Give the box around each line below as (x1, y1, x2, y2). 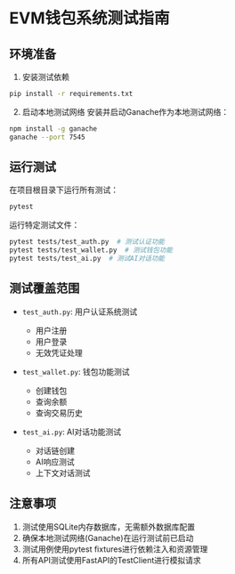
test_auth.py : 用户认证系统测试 (21, 306, 138, 317)
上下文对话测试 (35, 467, 91, 478)
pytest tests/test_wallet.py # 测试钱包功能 (9, 246, 174, 255)
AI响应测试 (35, 456, 76, 467)
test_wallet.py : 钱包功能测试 (21, 366, 131, 376)
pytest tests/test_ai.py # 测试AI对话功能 (9, 255, 165, 263)
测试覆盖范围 (9, 281, 80, 296)
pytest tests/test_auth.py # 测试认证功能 (9, 238, 165, 247)
